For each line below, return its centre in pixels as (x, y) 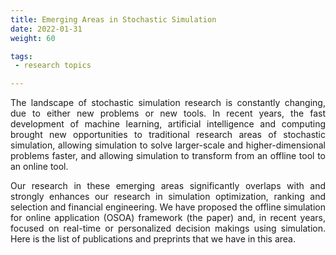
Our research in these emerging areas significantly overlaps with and (168, 186)
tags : (21, 56)
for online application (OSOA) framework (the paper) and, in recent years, (168, 218)
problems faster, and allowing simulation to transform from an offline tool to (168, 156)
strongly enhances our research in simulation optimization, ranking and (168, 197)
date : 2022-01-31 (46, 29)
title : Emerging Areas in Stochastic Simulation (113, 19)
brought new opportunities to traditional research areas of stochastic (168, 135)
